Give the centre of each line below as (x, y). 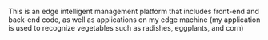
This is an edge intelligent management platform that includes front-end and (134, 11)
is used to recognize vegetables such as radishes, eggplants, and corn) (126, 28)
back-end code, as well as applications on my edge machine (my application (134, 20)
